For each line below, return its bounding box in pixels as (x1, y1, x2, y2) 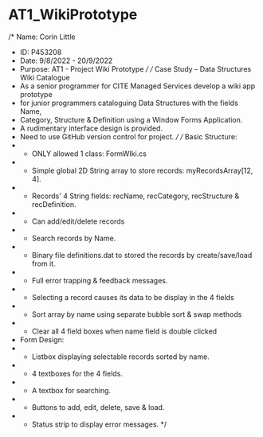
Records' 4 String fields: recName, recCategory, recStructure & (31, 191, 240, 201)
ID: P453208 (19, 47, 62, 57)
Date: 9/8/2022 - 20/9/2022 (19, 56, 113, 65)
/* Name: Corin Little (8, 32, 76, 41)
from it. (31, 259, 56, 268)
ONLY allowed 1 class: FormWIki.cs (31, 149, 147, 158)
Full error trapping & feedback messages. (31, 275, 168, 285)
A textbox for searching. (31, 385, 112, 395)
